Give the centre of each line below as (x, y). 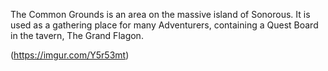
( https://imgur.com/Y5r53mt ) (70, 55)
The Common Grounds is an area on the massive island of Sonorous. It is (160, 14)
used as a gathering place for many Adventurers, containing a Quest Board (164, 25)
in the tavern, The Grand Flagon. (77, 35)
